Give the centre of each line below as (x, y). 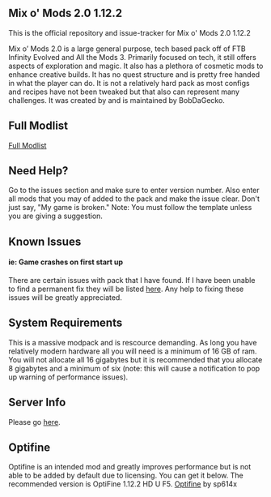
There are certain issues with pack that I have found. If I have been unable (132, 281)
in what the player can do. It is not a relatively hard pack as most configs (129, 83)
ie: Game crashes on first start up (66, 262)
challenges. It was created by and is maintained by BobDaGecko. (116, 100)
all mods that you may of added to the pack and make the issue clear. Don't (134, 199)
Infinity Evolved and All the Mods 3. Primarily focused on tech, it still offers (132, 57)
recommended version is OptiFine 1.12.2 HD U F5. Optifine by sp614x (123, 484)
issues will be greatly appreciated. (66, 298)
